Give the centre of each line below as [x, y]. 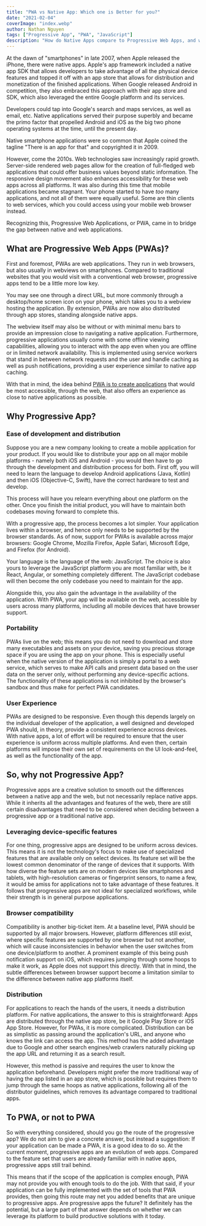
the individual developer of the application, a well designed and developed [100, 723]
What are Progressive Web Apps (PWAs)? [88, 249]
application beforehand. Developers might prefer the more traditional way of [102, 1072]
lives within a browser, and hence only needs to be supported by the [93, 530]
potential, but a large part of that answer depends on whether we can [94, 1209]
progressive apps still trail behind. [49, 1165]
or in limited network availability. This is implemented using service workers [102, 352]
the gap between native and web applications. [65, 230]
